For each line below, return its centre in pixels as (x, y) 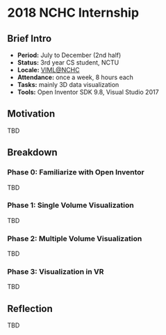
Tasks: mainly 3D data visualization (68, 84)
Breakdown (32, 153)
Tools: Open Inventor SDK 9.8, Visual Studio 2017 (88, 92)
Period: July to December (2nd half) (69, 55)
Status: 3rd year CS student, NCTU (68, 63)
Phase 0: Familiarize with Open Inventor (76, 172)
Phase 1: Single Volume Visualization (70, 205)
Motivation (31, 114)
